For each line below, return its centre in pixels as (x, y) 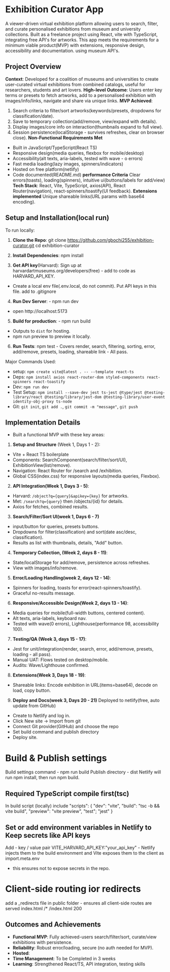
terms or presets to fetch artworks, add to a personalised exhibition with (81, 95)
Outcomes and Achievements (53, 925)
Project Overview (33, 67)
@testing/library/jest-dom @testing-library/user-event (105, 397)
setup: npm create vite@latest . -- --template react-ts (73, 371)
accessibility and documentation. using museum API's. (62, 51)
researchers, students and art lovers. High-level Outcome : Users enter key (84, 90)
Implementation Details (43, 422)
